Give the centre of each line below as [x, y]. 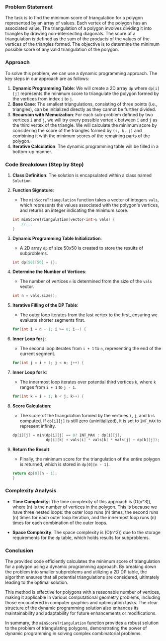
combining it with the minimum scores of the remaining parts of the [81, 136]
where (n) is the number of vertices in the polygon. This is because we [85, 507]
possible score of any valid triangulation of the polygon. [62, 49]
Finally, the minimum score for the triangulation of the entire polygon [90, 459]
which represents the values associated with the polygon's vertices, [89, 205]
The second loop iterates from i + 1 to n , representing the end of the [90, 349]
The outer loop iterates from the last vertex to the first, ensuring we [88, 315]
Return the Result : [31, 449]
